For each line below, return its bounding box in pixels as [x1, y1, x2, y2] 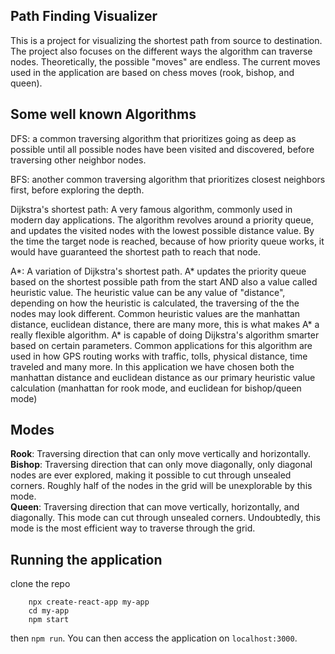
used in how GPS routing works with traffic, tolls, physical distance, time [10, 350, 308, 362]
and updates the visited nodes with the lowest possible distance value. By [10, 224, 315, 236]
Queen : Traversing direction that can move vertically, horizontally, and [10, 501, 300, 513]
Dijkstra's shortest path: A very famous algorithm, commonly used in [10, 203, 293, 215]
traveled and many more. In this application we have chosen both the [10, 360, 295, 373]
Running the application [10, 551, 163, 568]
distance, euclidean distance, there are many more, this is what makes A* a [10, 318, 320, 330]
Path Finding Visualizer [10, 8, 158, 25]
